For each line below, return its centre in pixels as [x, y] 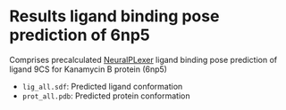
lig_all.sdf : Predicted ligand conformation [102, 86]
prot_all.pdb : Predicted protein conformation [106, 96]
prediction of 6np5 [80, 35]
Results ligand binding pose [114, 16]
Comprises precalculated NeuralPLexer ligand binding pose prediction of [143, 59]
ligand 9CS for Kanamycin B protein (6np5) [88, 69]
